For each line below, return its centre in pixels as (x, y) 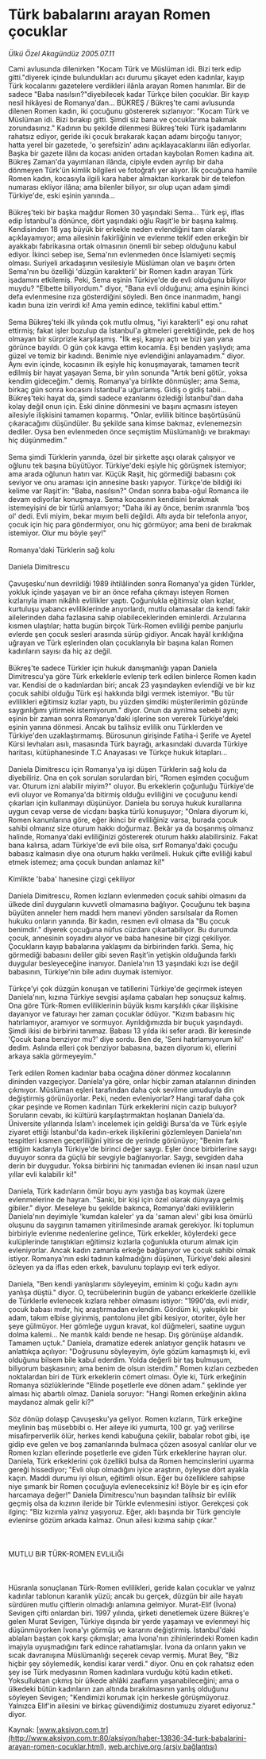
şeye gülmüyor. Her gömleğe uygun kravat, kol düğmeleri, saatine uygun (127, 1326)
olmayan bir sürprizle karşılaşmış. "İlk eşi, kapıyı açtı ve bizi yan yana (121, 338)
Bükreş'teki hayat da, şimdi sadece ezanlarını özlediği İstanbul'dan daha (126, 398)
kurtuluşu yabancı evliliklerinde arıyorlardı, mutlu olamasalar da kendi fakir (129, 608)
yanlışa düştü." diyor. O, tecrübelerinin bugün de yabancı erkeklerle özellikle (132, 1292)
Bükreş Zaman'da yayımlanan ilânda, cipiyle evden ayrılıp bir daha (116, 161)
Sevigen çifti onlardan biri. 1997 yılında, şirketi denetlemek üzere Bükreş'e (129, 1613)
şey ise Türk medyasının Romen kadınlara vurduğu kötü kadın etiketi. (120, 1672)
